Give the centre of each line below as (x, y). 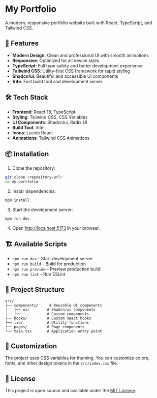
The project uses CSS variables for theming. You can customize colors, (77, 358)
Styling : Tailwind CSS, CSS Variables (50, 117)
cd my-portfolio (22, 182)
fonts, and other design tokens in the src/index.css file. (62, 363)
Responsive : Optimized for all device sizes (56, 61)
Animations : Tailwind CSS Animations (51, 138)
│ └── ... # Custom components (47, 314)
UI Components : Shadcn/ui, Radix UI (50, 122)
